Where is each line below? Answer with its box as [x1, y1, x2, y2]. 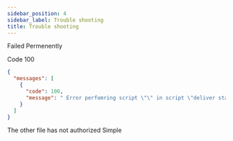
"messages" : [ [13, 75, 54, 82]
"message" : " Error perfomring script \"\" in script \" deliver [25, 94, 216, 101]
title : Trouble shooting [7, 23, 79, 30]
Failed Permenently [7, 42, 62, 50]
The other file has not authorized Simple [7, 126, 122, 135]
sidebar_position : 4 [7, 10, 67, 17]
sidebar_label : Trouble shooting [7, 17, 104, 23]
